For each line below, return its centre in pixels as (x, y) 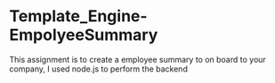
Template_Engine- (79, 16)
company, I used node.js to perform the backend (99, 69)
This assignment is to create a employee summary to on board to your (138, 59)
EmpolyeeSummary (84, 35)
